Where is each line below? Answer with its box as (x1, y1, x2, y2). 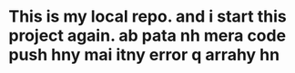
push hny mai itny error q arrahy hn (8, 45, 280, 65)
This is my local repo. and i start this (8, 6, 288, 27)
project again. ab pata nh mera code (8, 25, 287, 46)
